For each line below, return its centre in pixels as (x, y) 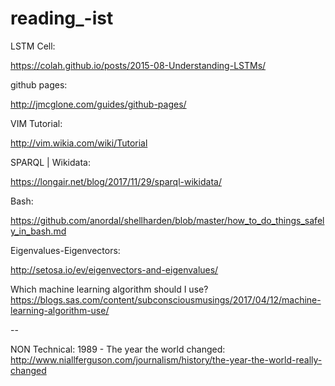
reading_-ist (62, 18)
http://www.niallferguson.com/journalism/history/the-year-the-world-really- (166, 359)
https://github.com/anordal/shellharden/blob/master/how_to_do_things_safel (167, 220)
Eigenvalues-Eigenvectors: (65, 250)
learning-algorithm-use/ (60, 310)
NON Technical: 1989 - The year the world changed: (118, 349)
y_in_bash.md (38, 231)
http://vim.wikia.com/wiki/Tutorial (79, 143)
